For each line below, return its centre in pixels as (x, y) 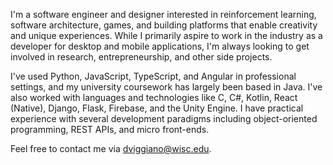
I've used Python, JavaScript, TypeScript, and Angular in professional (153, 76)
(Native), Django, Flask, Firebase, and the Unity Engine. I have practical (157, 108)
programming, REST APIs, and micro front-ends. (110, 129)
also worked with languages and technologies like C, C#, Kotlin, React (154, 97)
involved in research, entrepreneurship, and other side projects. (141, 57)
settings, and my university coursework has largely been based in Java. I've (166, 87)
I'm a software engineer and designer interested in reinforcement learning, (163, 14)
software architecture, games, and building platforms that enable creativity (164, 25)
